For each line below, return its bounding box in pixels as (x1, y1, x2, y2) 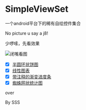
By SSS (5, 100, 20, 106)
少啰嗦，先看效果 (5, 40, 40, 46)
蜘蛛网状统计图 (12, 80, 43, 86)
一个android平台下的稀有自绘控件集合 (5, 20, 81, 26)
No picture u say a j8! (5, 30, 48, 36)
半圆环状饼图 (12, 61, 38, 67)
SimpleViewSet (5, 3, 69, 15)
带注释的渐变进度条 (12, 74, 52, 80)
